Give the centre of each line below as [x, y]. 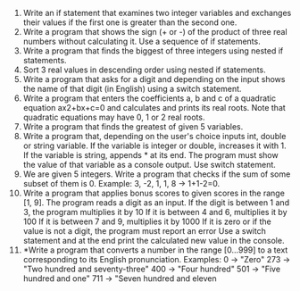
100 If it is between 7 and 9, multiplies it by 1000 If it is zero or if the [147, 221]
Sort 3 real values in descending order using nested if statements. [144, 70]
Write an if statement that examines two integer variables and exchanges [157, 13]
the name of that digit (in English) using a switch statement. [132, 89]
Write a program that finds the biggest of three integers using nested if [153, 51]
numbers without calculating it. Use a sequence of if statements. [142, 41]
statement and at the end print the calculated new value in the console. [154, 241]
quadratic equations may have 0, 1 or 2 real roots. [114, 117]
